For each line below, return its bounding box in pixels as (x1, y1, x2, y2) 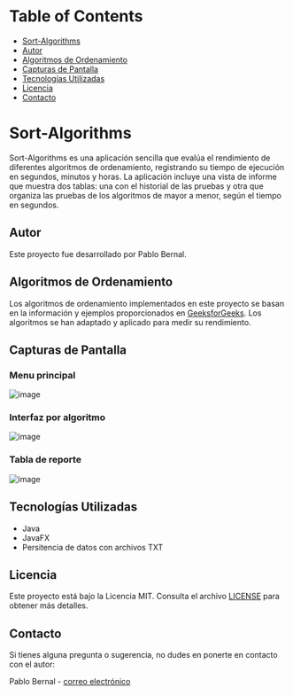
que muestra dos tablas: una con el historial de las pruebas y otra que (9, 180, 264, 191)
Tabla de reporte (9, 454, 82, 466)
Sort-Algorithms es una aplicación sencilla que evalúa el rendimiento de (9, 152, 271, 163)
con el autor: (9, 659, 56, 670)
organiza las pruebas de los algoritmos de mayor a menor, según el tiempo (9, 190, 281, 200)
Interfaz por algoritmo (9, 411, 106, 424)
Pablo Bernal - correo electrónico (9, 676, 131, 687)
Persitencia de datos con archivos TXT (21, 542, 164, 552)
